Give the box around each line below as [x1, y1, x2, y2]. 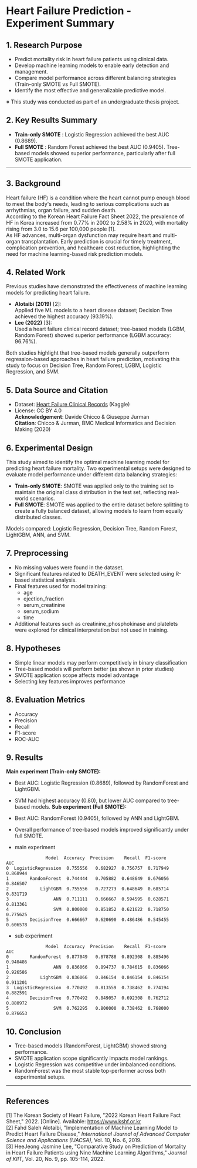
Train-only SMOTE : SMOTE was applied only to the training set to [14, 482, 174, 489]
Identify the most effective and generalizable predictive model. [14, 87, 167, 94]
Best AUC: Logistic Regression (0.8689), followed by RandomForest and [14, 779, 189, 786]
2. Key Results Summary [6, 115, 98, 125]
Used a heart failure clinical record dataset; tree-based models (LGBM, [14, 325, 186, 333]
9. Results [6, 752, 43, 762]
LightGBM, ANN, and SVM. [6, 531, 71, 539]
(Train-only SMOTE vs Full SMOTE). [14, 81, 101, 88]
